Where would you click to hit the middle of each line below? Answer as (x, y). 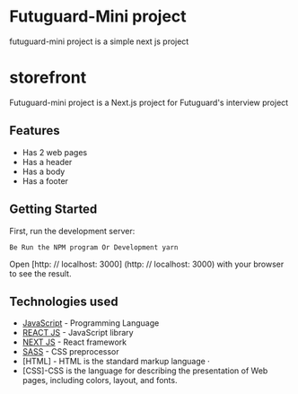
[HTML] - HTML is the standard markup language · (116, 362)
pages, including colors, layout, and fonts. (100, 381)
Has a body (44, 171)
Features (35, 131)
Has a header (47, 162)
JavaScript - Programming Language (91, 323)
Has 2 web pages (55, 152)
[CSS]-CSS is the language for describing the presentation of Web (145, 371)
